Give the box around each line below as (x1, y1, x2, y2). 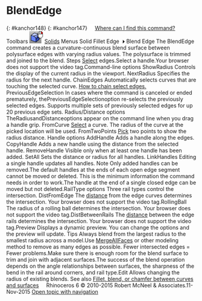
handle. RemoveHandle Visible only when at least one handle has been (6, 146, 182, 154)
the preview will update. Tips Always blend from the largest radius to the (6, 230, 186, 238)
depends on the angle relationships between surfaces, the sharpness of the (6, 262, 195, 270)
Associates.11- (157, 282, 194, 289)
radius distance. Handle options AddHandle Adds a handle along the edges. (6, 134, 195, 141)
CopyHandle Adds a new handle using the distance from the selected (6, 140, 179, 147)
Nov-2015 (6, 288, 31, 295)
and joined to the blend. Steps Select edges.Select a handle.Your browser (6, 57, 189, 64)
